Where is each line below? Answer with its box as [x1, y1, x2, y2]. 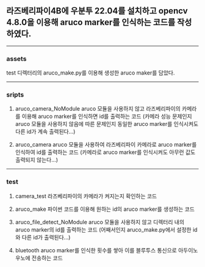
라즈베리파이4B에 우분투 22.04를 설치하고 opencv [6, 5, 188, 16]
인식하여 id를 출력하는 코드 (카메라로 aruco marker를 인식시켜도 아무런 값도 [15, 148, 196, 156]
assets [6, 54, 27, 63]
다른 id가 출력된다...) [21, 233, 71, 241]
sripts [6, 90, 24, 99]
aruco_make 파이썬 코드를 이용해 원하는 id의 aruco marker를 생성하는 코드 [15, 205, 195, 213]
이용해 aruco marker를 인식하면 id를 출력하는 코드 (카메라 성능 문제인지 [21, 112, 192, 120]
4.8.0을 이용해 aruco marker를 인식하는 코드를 [6, 17, 176, 27]
